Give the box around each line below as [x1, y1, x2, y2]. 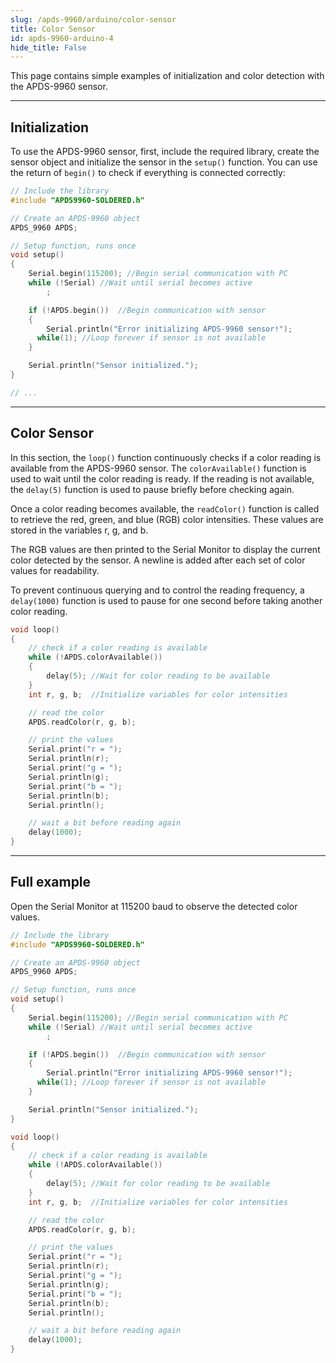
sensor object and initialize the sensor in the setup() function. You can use [10, 156, 318, 168]
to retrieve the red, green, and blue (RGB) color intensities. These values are [10, 513, 324, 525]
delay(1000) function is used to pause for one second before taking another [10, 594, 323, 606]
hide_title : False [10, 42, 87, 53]
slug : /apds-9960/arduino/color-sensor [10, 14, 177, 25]
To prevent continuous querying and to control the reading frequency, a [10, 584, 305, 596]
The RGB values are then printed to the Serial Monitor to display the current [10, 543, 321, 555]
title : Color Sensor [10, 24, 97, 34]
